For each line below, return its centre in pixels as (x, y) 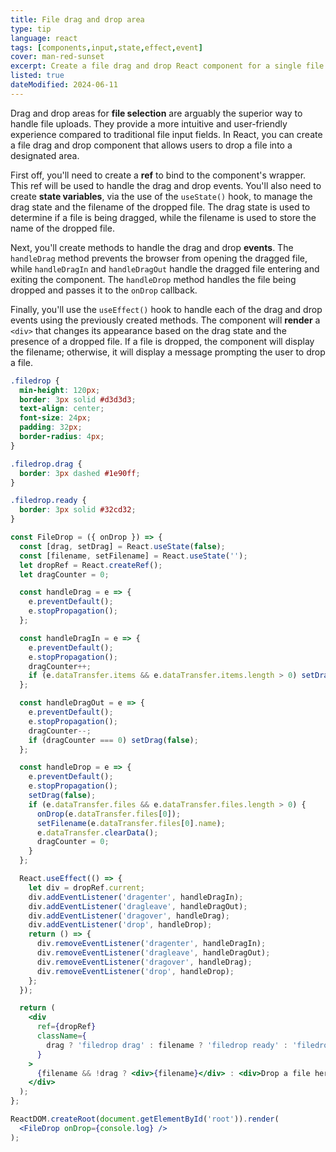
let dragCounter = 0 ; (64, 574)
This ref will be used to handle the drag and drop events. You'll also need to (166, 185)
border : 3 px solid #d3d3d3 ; (78, 399)
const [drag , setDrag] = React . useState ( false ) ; (122, 546)
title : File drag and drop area (77, 19)
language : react (44, 38)
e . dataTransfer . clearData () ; (97, 832)
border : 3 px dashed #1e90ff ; (80, 473)
